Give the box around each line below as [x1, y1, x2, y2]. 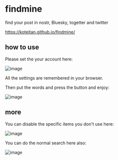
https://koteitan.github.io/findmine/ [5, 29, 76, 35]
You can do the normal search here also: [5, 140, 87, 146]
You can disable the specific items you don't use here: [5, 121, 114, 127]
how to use [5, 43, 39, 52]
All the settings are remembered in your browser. [5, 75, 103, 81]
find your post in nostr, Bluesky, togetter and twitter [5, 20, 109, 25]
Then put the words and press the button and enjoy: [5, 84, 110, 90]
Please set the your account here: [5, 56, 73, 62]
